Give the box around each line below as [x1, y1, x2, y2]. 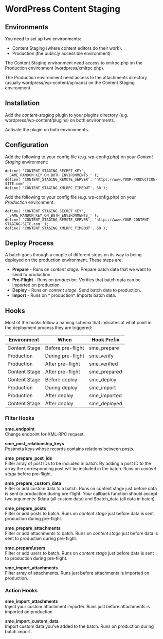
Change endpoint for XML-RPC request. [5, 431, 85, 437]
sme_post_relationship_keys [5, 440, 64, 446]
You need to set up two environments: [5, 36, 81, 41]
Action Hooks [5, 587, 38, 594]
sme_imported [89, 392, 122, 399]
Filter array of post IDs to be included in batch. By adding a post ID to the [5, 460, 152, 466]
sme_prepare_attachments [5, 525, 61, 531]
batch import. [5, 628, 32, 634]
